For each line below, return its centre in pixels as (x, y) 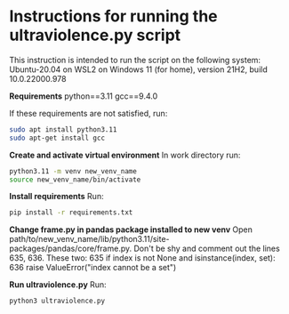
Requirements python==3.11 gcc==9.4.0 (84, 96)
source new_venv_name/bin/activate (75, 180)
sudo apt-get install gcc (57, 138)
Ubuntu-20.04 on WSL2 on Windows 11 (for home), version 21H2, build (139, 69)
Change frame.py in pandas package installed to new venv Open (131, 229)
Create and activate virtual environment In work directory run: (125, 155)
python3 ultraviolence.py (57, 301)
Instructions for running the (113, 16)
